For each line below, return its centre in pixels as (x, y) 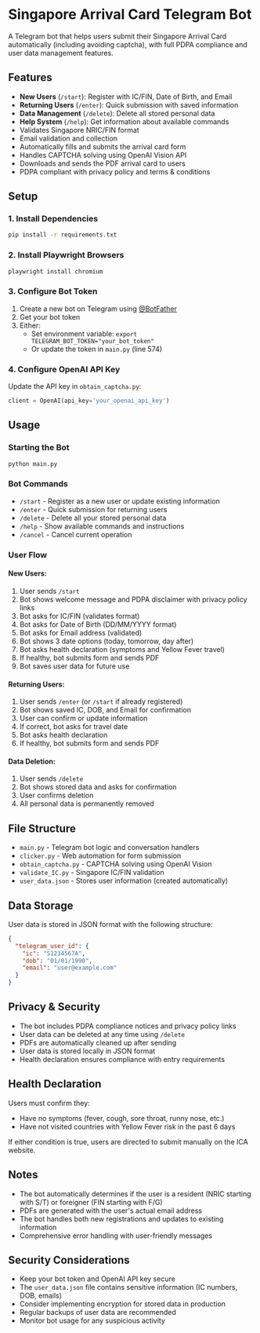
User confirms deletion (56, 796)
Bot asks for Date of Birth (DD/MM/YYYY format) (98, 624)
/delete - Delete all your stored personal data (93, 518)
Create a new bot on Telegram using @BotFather (98, 309)
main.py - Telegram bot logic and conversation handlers (109, 848)
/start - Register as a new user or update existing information (120, 501)
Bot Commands (38, 484)
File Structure (42, 828)
